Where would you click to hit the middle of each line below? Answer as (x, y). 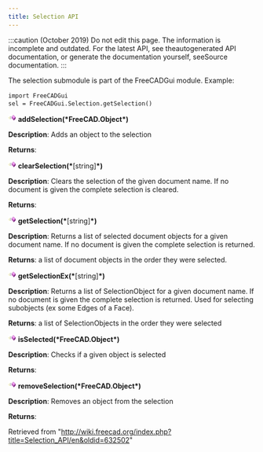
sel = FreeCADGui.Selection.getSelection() (80, 103)
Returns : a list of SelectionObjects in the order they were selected (115, 323)
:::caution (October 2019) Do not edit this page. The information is (115, 40)
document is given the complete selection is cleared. (93, 189)
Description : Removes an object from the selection (91, 401)
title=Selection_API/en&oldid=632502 (69, 439)
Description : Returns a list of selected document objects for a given (118, 236)
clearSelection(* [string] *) (60, 166)
